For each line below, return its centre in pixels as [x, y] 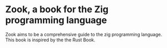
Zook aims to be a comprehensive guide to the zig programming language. [84, 34]
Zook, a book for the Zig [57, 9]
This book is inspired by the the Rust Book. [50, 40]
